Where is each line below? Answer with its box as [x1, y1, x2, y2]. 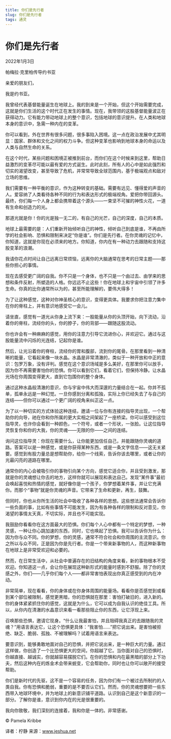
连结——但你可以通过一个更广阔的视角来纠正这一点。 [5, 397, 117, 403]
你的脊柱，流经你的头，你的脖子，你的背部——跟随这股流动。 [9, 320, 139, 326]
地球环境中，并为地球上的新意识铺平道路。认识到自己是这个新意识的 [18, 690, 161, 696]
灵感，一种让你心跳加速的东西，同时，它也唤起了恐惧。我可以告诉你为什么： [5, 528, 166, 534]
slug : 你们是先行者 [5, 12, 42, 17]
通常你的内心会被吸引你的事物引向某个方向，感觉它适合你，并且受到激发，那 [5, 468, 166, 474]
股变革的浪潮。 [5, 245, 37, 251]
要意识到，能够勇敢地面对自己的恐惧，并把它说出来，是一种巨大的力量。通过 [5, 641, 166, 647]
